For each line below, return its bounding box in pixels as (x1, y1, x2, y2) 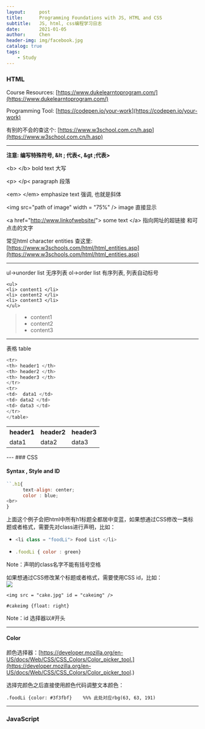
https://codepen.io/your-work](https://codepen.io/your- (57, 107, 198, 114)
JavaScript (6, 715, 40, 723)
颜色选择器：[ (6, 649, 41, 656)
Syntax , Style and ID (6, 467, 60, 475)
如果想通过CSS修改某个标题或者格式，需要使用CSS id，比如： (6, 573, 163, 581)
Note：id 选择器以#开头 (6, 614, 66, 622)
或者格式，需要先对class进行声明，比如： (11, 523, 116, 531)
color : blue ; (22, 493, 59, 499)
